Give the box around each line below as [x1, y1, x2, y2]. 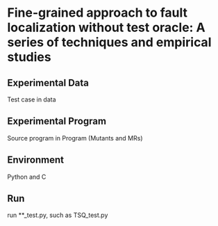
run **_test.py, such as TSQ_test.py [7, 211, 108, 220]
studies [7, 49, 51, 65]
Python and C [7, 172, 47, 181]
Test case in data [7, 95, 57, 104]
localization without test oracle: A [7, 19, 206, 35]
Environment [7, 154, 65, 166]
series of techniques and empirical [7, 35, 212, 50]
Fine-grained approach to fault [7, 5, 188, 21]
